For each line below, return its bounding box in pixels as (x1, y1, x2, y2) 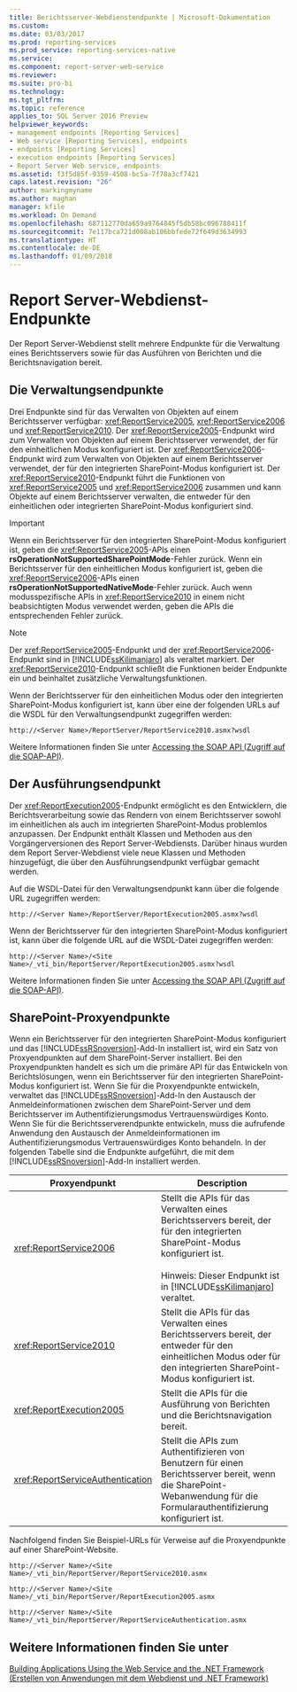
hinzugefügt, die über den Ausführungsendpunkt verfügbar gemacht (9, 856, 260, 867)
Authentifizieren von (160, 1446, 245, 1458)
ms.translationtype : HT (9, 236, 97, 245)
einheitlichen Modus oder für (160, 1351, 281, 1363)
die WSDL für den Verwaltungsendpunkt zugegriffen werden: (9, 708, 232, 719)
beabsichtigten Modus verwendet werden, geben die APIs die (9, 600, 234, 612)
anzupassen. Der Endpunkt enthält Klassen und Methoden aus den (9, 828, 253, 838)
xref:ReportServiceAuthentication (13, 1473, 153, 1485)
